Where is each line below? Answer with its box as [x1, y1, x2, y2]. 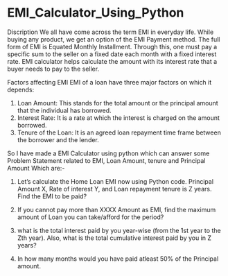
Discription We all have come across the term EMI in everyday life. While [7, 28, 214, 36]
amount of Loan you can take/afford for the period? [17, 213, 164, 221]
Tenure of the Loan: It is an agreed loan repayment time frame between [17, 128, 222, 137]
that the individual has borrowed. [17, 106, 112, 114]
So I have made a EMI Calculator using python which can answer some [7, 149, 210, 157]
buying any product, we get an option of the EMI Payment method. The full [7, 35, 220, 43]
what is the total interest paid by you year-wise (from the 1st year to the [17, 226, 221, 234]
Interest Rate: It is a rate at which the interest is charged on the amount [17, 113, 220, 122]
